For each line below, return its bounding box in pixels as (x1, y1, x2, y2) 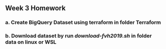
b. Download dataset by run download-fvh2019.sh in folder (5, 32, 152, 39)
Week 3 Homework (5, 4, 66, 12)
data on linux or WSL (5, 38, 56, 45)
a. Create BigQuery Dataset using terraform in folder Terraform (5, 19, 161, 26)
